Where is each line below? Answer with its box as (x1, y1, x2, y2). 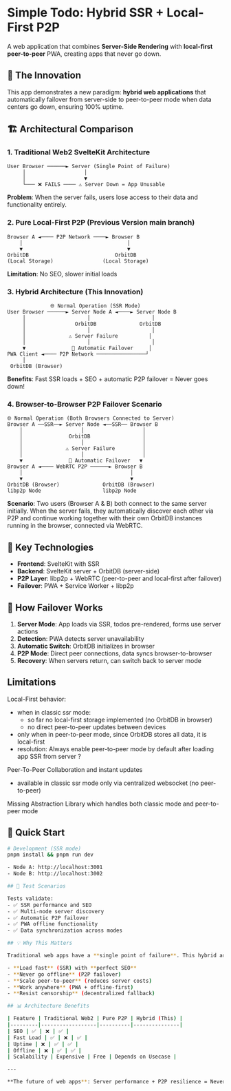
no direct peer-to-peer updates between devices (27, 722, 166, 731)
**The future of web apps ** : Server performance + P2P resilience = (7, 1079, 208, 1085)
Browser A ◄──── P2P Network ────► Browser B (7, 233, 140, 241)
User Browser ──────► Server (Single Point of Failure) (7, 163, 170, 170)
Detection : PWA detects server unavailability (16, 634, 144, 642)
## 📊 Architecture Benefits (7, 1003, 89, 1010)
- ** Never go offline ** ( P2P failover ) (7, 970, 122, 978)
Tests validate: (7, 895, 54, 902)
